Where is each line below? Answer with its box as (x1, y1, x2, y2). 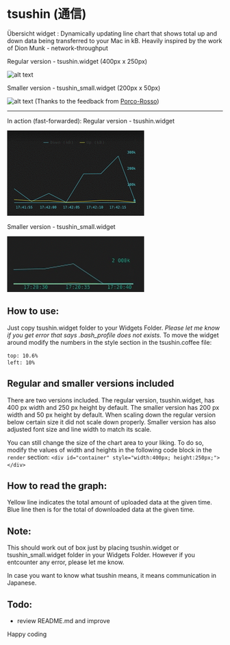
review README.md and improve (16, 617, 111, 624)
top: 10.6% (7, 352, 38, 359)
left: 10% (7, 359, 36, 366)
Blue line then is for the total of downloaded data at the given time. (7, 505, 195, 514)
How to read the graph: (7, 480, 107, 491)
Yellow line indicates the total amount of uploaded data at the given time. (7, 498, 212, 507)
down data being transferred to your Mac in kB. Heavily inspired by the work (7, 36, 222, 45)
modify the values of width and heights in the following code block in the (7, 446, 212, 454)
